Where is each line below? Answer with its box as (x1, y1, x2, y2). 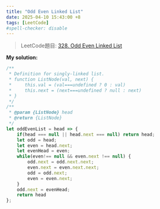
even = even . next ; (27, 175, 73, 181)
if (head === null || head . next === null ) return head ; (17, 131, 155, 137)
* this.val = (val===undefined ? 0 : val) (8, 82, 126, 88)
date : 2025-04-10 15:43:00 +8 (6, 14, 81, 20)
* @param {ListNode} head (8, 110, 73, 115)
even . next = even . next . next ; (27, 165, 100, 171)
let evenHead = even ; (17, 148, 70, 154)
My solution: (6, 54, 38, 61)
